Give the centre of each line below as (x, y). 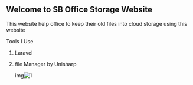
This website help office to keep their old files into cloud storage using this (97, 23)
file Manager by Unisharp (45, 64)
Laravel (24, 53)
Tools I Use (20, 41)
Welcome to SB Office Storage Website (79, 10)
